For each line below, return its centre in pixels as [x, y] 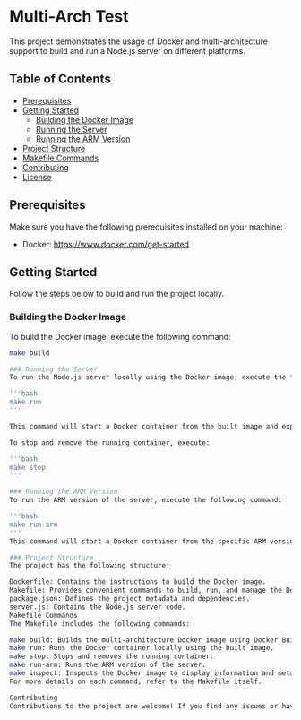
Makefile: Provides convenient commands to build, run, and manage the [146, 590]
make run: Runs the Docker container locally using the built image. [142, 648]
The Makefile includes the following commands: [100, 624]
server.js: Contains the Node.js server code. [98, 607]
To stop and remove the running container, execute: [110, 442]
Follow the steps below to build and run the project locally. [117, 294]
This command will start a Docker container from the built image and [144, 426]
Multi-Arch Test [69, 17]
